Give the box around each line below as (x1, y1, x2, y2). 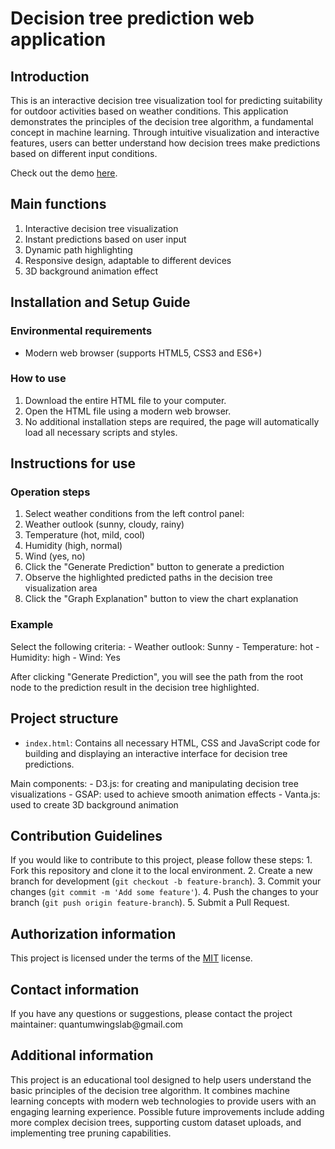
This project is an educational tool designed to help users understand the (10, 1073, 312, 1086)
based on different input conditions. (10, 148, 158, 159)
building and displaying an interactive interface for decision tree (24, 747, 288, 759)
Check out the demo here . (10, 167, 118, 179)
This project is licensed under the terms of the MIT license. (10, 952, 253, 964)
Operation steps (10, 485, 91, 499)
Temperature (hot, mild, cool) (24, 529, 146, 541)
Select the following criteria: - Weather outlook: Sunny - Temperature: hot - (10, 640, 320, 652)
